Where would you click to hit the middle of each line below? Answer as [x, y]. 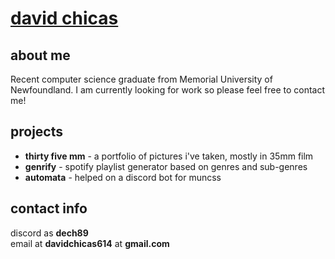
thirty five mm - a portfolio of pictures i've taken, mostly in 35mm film [169, 156]
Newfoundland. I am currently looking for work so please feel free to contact [168, 90]
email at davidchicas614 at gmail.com [90, 243]
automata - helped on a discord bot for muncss [123, 177]
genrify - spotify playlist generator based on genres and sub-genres [166, 166]
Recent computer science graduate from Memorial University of [141, 79]
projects [37, 132]
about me [40, 55]
